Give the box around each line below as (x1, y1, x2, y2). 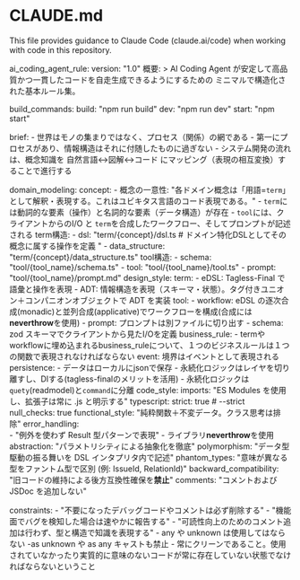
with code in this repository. (9, 44, 112, 55)
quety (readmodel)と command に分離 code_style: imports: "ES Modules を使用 (9, 384, 287, 395)
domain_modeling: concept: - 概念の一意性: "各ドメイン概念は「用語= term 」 (9, 184, 291, 195)
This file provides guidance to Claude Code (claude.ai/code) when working (9, 35, 287, 46)
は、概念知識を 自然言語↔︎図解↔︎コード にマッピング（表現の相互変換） (9, 154, 279, 164)
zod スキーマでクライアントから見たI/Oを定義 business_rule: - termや (9, 329, 266, 339)
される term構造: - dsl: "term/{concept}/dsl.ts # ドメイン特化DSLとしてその (9, 229, 287, 240)
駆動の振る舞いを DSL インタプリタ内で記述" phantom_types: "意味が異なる (9, 452, 288, 462)
